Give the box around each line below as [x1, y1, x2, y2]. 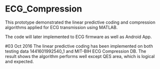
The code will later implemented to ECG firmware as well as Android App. [5, 34, 152, 40]
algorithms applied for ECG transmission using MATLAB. [5, 24, 118, 30]
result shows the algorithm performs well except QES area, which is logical [5, 53, 155, 59]
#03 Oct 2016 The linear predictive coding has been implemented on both [5, 43, 153, 49]
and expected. [5, 58, 34, 64]
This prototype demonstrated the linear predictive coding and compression [5, 19, 156, 25]
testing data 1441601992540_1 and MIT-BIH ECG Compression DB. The [5, 48, 146, 54]
